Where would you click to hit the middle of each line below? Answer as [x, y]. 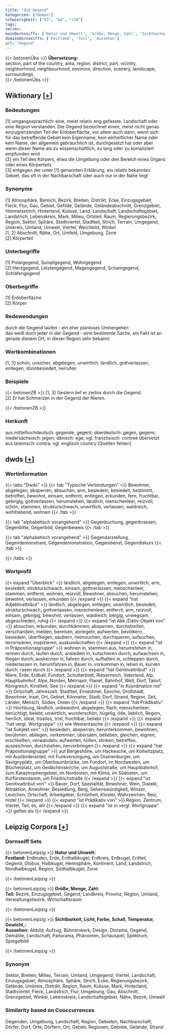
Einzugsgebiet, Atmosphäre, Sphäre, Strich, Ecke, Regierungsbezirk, [77, 981]
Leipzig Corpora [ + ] [37, 827]
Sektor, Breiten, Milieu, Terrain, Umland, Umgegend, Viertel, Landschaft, [81, 975]
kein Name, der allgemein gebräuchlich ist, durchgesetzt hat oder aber [79, 143]
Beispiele [17, 381]
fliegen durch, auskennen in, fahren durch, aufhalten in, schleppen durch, [82, 659]
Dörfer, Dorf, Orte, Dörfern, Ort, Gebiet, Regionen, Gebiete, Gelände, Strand [84, 1027]
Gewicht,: [16, 925]
